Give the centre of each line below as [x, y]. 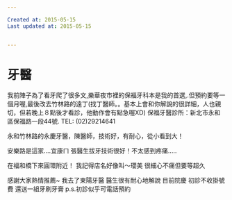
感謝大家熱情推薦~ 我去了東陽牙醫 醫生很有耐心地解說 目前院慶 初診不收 [110, 181]
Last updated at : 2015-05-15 [49, 26]
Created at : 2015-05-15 [42, 19]
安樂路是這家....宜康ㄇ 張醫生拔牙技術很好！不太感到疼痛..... [92, 151]
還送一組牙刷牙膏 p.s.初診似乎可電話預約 [73, 189]
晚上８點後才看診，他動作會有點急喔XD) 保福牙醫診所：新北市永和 [126, 112]
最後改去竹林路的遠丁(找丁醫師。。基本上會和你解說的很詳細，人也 [121, 104]
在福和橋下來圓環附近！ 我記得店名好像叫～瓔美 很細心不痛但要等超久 [106, 166]
